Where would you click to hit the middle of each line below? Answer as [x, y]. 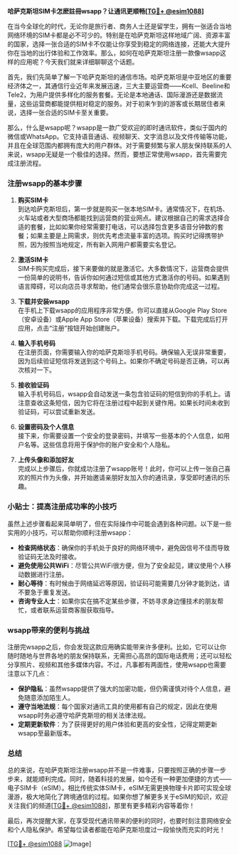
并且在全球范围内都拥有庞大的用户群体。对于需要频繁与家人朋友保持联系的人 [119, 145]
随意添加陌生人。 [49, 697]
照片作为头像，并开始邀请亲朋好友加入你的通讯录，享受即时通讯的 [127, 478]
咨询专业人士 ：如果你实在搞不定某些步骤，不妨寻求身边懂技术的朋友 [117, 601]
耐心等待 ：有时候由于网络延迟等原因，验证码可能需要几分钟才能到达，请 [123, 583]
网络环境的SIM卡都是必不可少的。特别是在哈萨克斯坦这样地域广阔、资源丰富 [119, 35]
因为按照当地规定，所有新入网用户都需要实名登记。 [105, 245]
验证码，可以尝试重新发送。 [58, 412]
